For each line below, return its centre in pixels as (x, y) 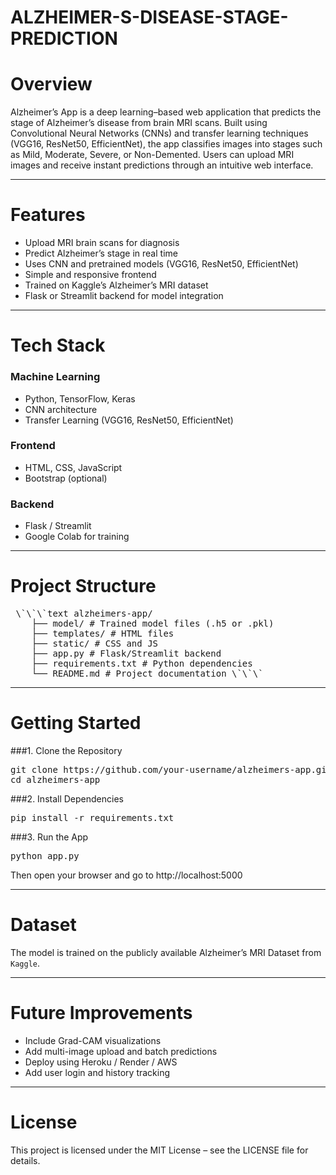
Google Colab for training (77, 537)
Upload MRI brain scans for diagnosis (102, 243)
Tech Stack (58, 345)
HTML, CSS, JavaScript (73, 467)
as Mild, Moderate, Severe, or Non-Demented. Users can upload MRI (152, 155)
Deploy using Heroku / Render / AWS (101, 1062)
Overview (51, 84)
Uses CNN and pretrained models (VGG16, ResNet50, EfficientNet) (161, 264)
